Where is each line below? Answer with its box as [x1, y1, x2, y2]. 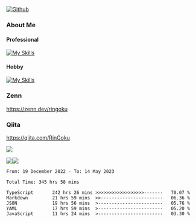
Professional [6, 36, 39, 43]
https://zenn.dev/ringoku [6, 105, 68, 112]
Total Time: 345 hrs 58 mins [6, 179, 80, 185]
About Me [6, 21, 36, 29]
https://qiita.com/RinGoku [6, 134, 71, 141]
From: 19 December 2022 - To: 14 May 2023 [6, 168, 115, 175]
